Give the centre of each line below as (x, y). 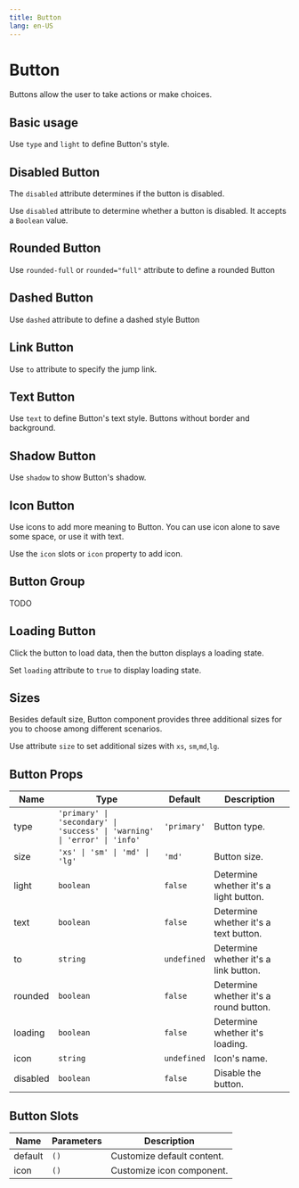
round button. (242, 1007)
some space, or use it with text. (67, 536)
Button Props (46, 774)
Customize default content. (167, 1156)
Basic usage (44, 123)
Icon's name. (241, 1059)
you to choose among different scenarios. (86, 729)
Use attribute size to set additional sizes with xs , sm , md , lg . (114, 747)
